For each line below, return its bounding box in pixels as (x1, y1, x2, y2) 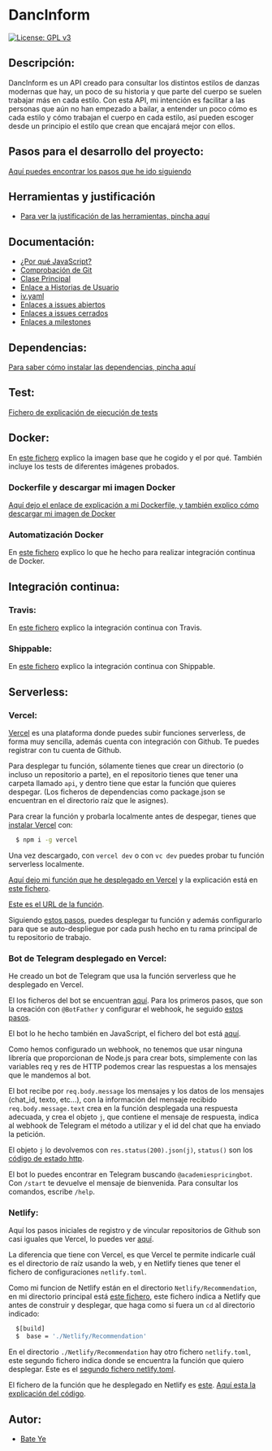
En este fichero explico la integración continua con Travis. (8, 623, 202, 632)
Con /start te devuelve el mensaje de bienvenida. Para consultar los (8, 1178, 239, 1188)
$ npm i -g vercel (15, 836, 79, 844)
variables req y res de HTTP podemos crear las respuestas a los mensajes (8, 1062, 257, 1072)
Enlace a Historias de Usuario (19, 282, 119, 292)
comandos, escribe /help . (8, 1187, 95, 1197)
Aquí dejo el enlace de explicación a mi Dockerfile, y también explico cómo (8, 500, 260, 509)
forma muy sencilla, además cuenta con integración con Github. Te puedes (8, 736, 260, 746)
